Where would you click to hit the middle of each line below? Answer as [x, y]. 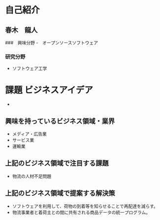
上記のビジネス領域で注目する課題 [57, 163]
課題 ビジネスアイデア [49, 90]
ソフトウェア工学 [30, 68]
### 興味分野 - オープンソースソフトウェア [52, 43]
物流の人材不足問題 [32, 176]
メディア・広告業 [29, 134]
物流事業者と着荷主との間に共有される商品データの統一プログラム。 [81, 212]
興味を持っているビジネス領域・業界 [60, 121]
